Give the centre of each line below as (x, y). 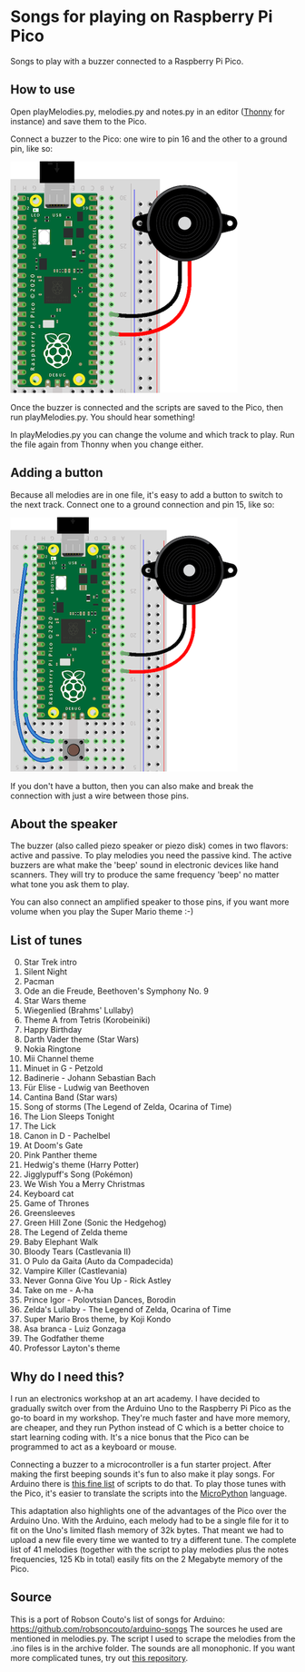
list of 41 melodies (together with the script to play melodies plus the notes (150, 1549)
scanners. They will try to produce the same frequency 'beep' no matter (145, 875)
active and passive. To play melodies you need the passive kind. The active (151, 856)
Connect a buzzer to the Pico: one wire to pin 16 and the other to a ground (149, 139)
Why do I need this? (68, 1376)
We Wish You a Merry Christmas (84, 1184)
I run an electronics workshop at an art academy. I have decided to (135, 1399)
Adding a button (57, 473)
